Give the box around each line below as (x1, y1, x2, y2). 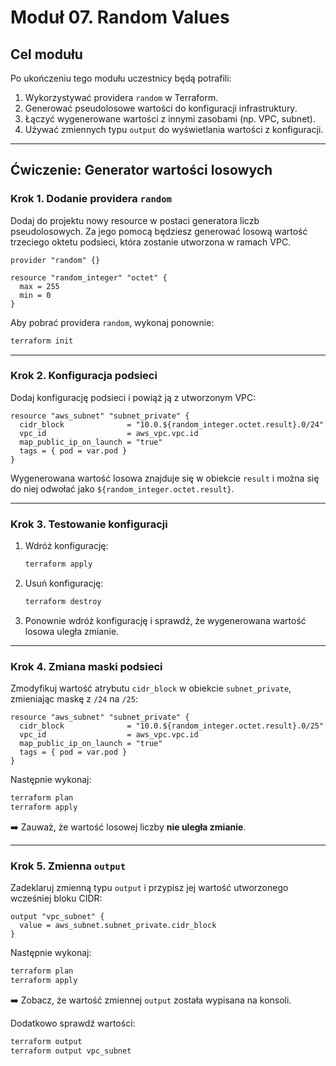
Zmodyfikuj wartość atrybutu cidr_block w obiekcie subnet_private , (10, 682, 292, 695)
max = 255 (19, 281, 60, 291)
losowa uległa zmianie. (24, 625, 120, 637)
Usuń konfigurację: (24, 577, 104, 590)
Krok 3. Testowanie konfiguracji (10, 517, 168, 531)
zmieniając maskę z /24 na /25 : (10, 693, 138, 705)
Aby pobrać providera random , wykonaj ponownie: (10, 316, 215, 328)
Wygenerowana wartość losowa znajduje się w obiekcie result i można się (10, 472, 320, 484)
